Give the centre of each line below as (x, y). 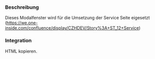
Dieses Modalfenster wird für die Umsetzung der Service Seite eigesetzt (77, 18)
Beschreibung (22, 7)
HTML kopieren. (21, 51)
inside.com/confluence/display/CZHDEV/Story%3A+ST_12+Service (72, 28)
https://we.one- (22, 23)
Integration (18, 41)
